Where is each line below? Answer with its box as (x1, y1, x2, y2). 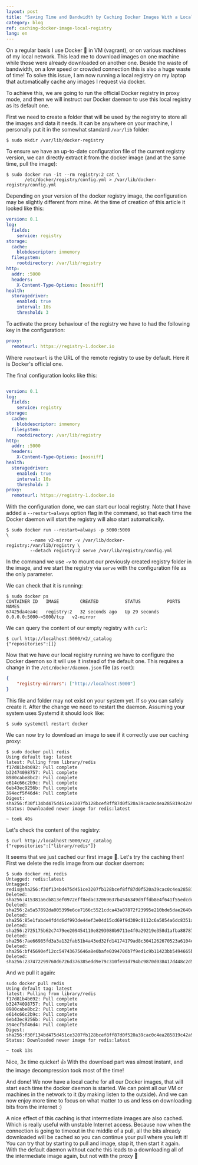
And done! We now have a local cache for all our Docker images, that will (6, 1078, 184, 1085)
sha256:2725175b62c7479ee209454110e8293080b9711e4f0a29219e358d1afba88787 (6, 927, 194, 934)
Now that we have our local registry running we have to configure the (6, 651, 174, 658)
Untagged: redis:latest (6, 876, 65, 882)
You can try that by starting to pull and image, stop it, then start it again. (6, 1140, 180, 1147)
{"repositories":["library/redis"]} (6, 843, 96, 849)
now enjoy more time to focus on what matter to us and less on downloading (6, 1097, 192, 1104)
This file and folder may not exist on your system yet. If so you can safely (6, 697, 184, 704)
